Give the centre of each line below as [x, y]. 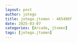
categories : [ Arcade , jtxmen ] [37, 28]
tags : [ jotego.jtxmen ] [29, 33]
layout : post [19, 10]
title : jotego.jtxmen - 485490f [38, 19]
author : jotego [21, 14]
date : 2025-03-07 [23, 23]
